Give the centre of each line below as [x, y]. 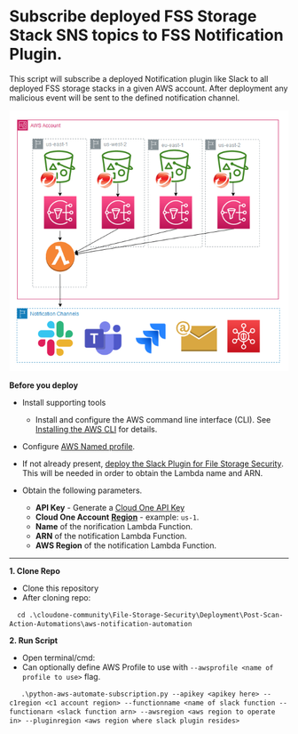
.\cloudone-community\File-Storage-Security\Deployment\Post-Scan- [156, 616]
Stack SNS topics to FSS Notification [146, 35]
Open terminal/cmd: [59, 658]
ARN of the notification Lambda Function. [111, 536]
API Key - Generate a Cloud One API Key [110, 508]
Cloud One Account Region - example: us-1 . [117, 517]
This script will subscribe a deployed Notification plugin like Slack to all [139, 78]
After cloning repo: [56, 598]
